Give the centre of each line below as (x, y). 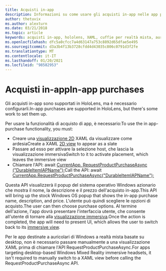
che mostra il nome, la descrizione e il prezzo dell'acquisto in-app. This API (81, 190)
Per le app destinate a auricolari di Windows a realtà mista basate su (75, 237)
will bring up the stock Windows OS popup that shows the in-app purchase (82, 196)
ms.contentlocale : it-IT (31, 56)
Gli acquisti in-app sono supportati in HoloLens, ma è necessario (71, 103)
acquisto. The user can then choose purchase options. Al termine (71, 206)
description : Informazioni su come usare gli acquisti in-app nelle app (82, 14)
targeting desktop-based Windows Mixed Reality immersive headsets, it (78, 253)
